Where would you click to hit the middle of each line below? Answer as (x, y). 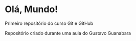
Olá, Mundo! (31, 9)
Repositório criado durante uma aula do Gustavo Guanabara (68, 33)
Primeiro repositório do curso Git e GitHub (49, 23)
